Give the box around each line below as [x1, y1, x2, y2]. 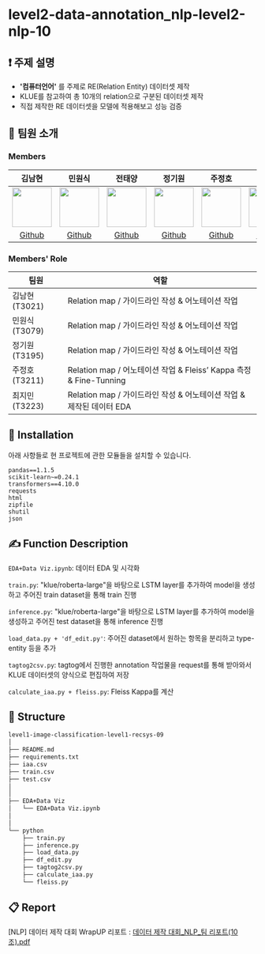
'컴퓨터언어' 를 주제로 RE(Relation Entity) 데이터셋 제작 [19, 81, 190, 91]
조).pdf [8, 937, 31, 946]
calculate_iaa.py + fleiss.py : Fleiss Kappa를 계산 [8, 687, 174, 696]
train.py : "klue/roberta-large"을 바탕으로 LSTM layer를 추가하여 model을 [8, 580, 241, 589]
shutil [8, 508, 30, 516]
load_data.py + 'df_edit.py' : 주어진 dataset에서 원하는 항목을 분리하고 [8, 633, 235, 642]
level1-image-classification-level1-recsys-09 [8, 731, 164, 739]
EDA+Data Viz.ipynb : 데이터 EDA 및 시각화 [8, 563, 140, 573]
